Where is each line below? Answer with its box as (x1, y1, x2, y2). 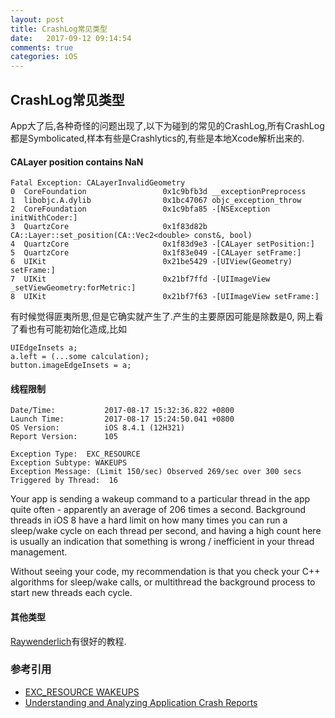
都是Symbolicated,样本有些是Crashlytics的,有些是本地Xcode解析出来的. (10, 132, 305, 144)
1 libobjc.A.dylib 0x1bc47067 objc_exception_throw (10, 196, 302, 206)
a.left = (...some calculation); (10, 352, 150, 362)
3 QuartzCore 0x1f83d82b (10, 222, 208, 232)
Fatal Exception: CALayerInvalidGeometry (10, 178, 186, 188)
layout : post (10, 14, 65, 25)
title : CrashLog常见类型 (10, 24, 108, 34)
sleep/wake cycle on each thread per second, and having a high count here (10, 525, 322, 537)
